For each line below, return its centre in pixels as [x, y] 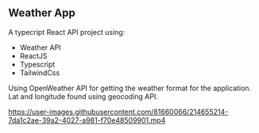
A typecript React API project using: [67, 32]
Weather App [42, 13]
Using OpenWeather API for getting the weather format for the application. [130, 88]
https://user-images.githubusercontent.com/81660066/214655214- [118, 112]
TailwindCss [40, 72]
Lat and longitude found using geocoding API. [83, 96]
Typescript [37, 64]
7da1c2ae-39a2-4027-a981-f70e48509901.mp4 [87, 120]
